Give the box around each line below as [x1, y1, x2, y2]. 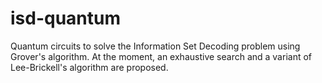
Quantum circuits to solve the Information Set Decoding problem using [10, 40, 301, 52]
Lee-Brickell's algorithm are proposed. [10, 61, 169, 73]
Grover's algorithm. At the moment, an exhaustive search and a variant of [10, 50, 313, 62]
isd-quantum [10, 7, 122, 30]
